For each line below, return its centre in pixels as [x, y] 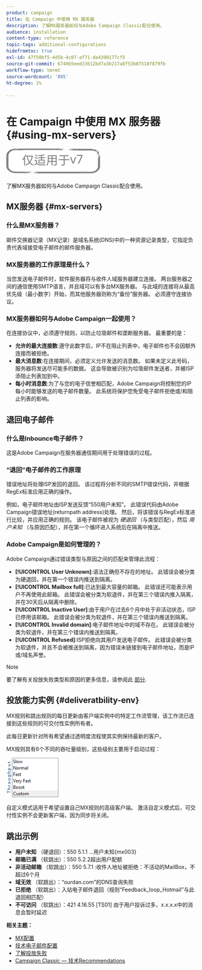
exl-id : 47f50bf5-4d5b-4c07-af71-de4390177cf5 [66, 57]
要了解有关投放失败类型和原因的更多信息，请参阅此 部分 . [76, 679]
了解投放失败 [31, 953]
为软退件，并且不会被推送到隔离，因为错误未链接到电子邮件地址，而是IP [105, 647]
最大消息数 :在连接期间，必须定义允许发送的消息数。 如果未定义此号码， [104, 361]
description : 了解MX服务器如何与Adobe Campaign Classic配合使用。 [85, 25]
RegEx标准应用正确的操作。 [41, 492]
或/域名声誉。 [32, 655]
